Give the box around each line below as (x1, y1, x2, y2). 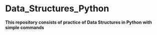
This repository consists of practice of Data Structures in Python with (5, 19, 152, 25)
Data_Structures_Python (5, 3, 110, 14)
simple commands (5, 24, 44, 30)
